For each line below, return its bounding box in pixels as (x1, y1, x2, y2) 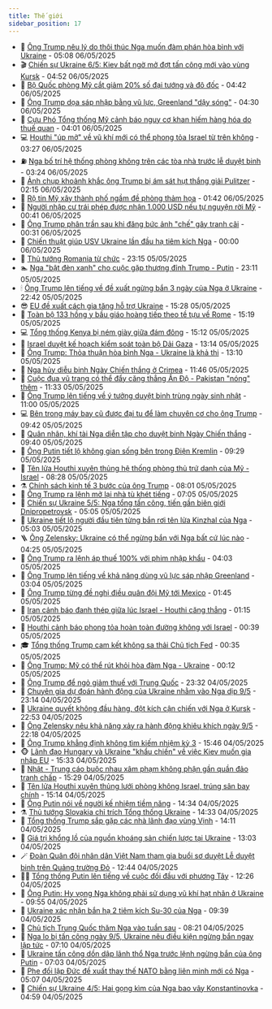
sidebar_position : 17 (8, 19, 82, 28)
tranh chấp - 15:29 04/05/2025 (19, 773, 124, 782)
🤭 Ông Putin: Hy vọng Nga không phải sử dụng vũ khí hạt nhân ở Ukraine (19, 888, 264, 898)
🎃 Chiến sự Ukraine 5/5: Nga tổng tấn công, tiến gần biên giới (19, 497, 226, 508)
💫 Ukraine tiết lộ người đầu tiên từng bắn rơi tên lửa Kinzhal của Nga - (19, 515, 253, 525)
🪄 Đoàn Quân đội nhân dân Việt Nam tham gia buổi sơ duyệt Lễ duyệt (19, 851, 255, 860)
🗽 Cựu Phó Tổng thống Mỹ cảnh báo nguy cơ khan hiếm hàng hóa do (19, 115, 252, 124)
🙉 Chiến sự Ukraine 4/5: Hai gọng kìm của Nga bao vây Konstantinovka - (19, 983, 264, 993)
